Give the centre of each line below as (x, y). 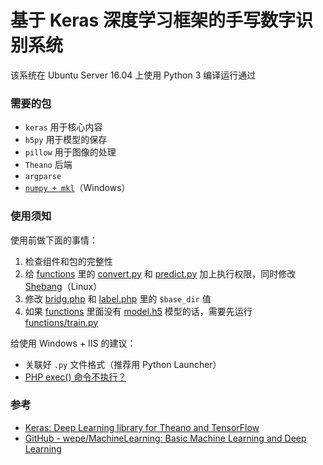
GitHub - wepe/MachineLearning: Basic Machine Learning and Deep (165, 438)
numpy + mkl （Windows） (77, 188)
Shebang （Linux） (63, 286)
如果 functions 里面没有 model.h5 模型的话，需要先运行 (138, 311)
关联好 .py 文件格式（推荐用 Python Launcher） (123, 364)
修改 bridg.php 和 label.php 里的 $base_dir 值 (118, 298)
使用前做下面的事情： (54, 240)
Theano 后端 (48, 165)
